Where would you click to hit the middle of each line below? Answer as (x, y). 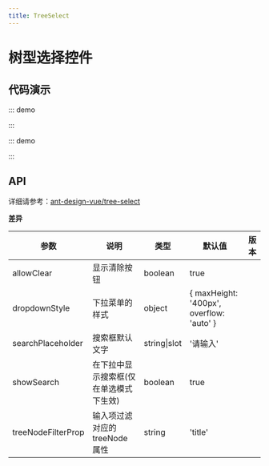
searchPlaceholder (48, 343)
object (156, 308)
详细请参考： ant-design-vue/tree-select (74, 202)
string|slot (163, 343)
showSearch (36, 383)
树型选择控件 (51, 58)
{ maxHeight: (214, 293)
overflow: (207, 313)
